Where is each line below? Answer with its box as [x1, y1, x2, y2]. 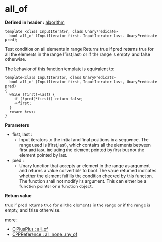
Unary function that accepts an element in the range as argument [19, 162, 150, 168]
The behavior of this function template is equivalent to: [5, 66, 114, 72]
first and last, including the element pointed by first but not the [19, 147, 145, 153]
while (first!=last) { [9, 92, 55, 97]
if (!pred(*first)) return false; [14, 96, 83, 101]
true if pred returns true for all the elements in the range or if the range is [5, 202, 151, 208]
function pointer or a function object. [19, 183, 93, 189]
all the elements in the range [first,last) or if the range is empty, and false [5, 51, 150, 57]
